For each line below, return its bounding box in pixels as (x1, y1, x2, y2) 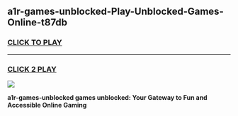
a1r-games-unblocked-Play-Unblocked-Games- (7, 6, 225, 18)
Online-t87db (7, 17, 68, 29)
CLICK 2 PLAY (7, 64, 57, 74)
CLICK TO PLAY (7, 38, 62, 48)
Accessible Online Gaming (7, 101, 87, 109)
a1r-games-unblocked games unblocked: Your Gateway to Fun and (7, 93, 208, 101)
